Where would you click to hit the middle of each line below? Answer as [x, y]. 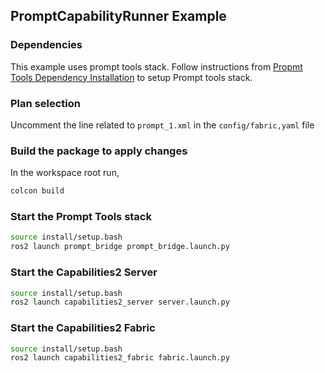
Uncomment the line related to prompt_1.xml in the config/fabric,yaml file [162, 125]
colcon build [37, 191]
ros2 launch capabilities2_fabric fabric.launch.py [120, 358]
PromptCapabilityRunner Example [118, 16]
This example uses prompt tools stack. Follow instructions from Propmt [156, 66]
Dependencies [46, 45]
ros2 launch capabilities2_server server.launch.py [120, 302]
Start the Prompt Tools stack [81, 217]
